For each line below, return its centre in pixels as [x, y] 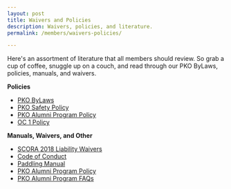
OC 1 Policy [33, 123]
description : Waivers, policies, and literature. [80, 26]
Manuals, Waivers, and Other [50, 136]
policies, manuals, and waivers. [52, 73]
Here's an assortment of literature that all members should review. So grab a [116, 59]
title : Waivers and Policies [49, 20]
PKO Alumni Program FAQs [56, 179]
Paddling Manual [41, 164]
